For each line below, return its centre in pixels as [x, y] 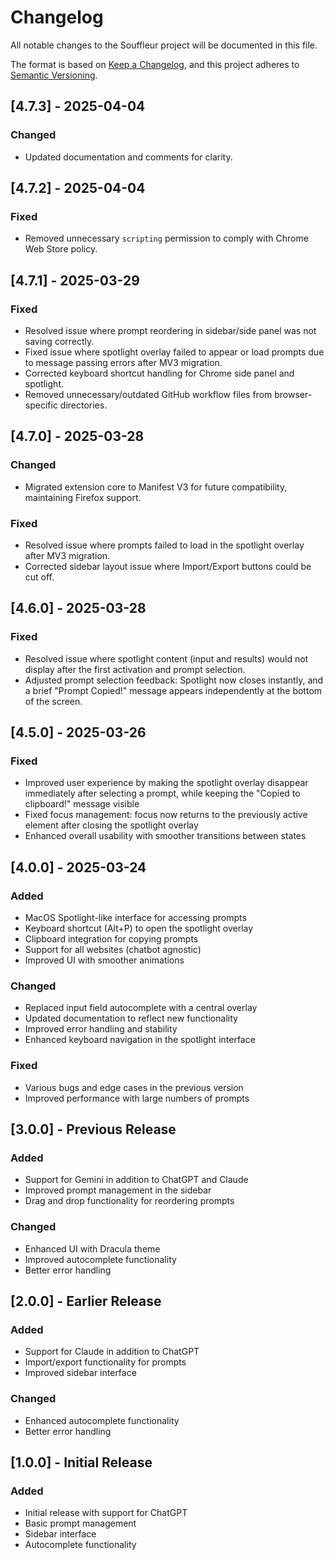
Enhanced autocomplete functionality [102, 1420]
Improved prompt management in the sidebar [118, 1190]
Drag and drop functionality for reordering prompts [129, 1201]
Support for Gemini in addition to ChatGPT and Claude [136, 1180]
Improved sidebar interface [80, 1373]
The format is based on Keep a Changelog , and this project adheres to [155, 64]
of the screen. [53, 701]
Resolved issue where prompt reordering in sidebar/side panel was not [170, 330]
